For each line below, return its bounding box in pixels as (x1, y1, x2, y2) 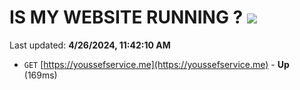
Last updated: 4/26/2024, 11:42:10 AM (9, 39, 171, 51)
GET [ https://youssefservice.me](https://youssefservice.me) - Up (23, 58, 290, 70)
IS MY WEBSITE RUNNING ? (9, 6, 244, 29)
